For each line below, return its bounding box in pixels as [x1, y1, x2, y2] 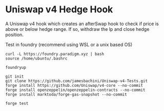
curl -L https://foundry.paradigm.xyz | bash [5, 51, 104, 57]
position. [5, 31, 24, 38]
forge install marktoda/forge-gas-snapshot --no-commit [5, 91, 127, 97]
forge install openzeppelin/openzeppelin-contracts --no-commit [5, 87, 146, 92]
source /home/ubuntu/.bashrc [5, 55, 68, 61]
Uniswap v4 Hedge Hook [5, 4, 113, 15]
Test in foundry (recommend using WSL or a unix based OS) [5, 41, 133, 47]
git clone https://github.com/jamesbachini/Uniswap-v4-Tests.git [5, 78, 148, 83]
